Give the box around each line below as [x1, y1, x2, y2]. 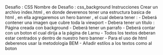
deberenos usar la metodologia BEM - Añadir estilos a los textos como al [5, 40, 152, 46]
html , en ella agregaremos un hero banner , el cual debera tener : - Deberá [5, 15, 157, 20]
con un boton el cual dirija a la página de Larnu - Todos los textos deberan [5, 30, 156, 36]
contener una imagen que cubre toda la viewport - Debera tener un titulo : [5, 19, 155, 25]
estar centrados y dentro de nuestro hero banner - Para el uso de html [5, 35, 147, 41]
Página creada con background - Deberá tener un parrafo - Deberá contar [5, 25, 156, 31]
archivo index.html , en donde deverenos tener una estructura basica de [5, 9, 151, 15]
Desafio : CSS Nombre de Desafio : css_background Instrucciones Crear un [5, 4, 158, 10]
